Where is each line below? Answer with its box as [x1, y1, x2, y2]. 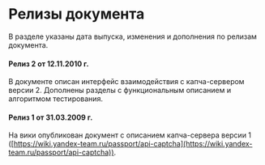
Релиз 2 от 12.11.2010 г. [8, 58, 89, 69]
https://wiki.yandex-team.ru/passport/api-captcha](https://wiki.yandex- [13, 139, 253, 149]
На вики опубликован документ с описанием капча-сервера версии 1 [8, 130, 252, 140]
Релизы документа [8, 5, 145, 23]
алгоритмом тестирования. [8, 94, 104, 104]
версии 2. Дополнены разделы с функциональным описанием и [8, 86, 232, 95]
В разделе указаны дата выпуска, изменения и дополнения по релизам [8, 32, 258, 41]
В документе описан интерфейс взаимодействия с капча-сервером [8, 77, 245, 87]
